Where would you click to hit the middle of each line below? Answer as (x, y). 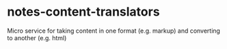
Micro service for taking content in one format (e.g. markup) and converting (114, 31)
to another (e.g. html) (37, 37)
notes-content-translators (83, 12)
